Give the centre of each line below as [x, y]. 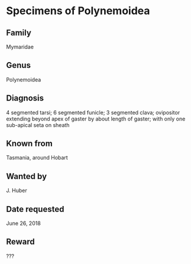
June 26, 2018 [24, 223]
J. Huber [17, 191]
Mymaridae [20, 47]
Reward [21, 242]
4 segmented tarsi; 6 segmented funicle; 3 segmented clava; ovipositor [93, 112]
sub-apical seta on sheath [38, 125]
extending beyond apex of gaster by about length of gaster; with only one [96, 119]
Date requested [35, 209]
